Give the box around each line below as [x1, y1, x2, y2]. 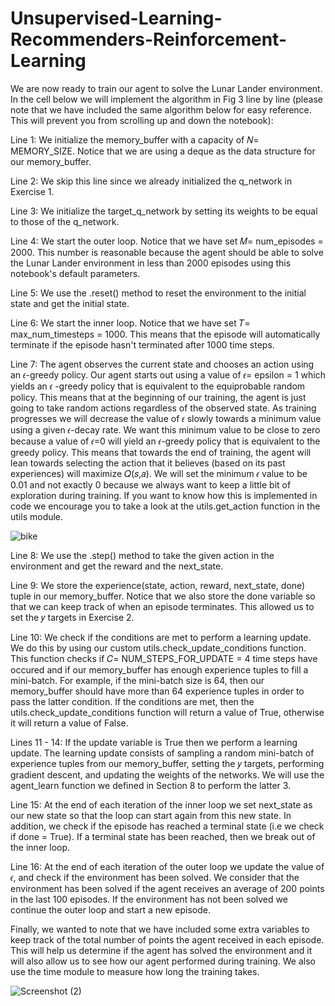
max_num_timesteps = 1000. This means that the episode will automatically [10, 328, 321, 340]
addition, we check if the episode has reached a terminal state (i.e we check [10, 820, 325, 832]
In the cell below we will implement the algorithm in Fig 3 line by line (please [10, 93, 323, 105]
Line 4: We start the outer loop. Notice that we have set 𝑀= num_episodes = [10, 235, 324, 247]
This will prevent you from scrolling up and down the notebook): [10, 114, 274, 126]
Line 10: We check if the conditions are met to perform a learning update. [10, 631, 312, 643]
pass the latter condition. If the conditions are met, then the [10, 695, 255, 707]
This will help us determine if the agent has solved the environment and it [10, 944, 313, 956]
